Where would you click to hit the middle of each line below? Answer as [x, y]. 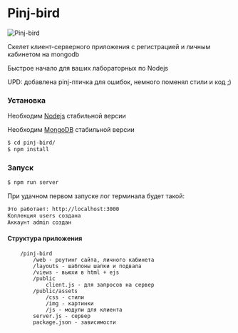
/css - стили [64, 297]
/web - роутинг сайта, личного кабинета [94, 260]
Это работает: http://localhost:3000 [63, 209]
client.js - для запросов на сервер [100, 285]
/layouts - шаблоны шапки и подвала [87, 266]
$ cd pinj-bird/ [31, 143]
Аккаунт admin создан [40, 222]
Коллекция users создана [44, 216]
